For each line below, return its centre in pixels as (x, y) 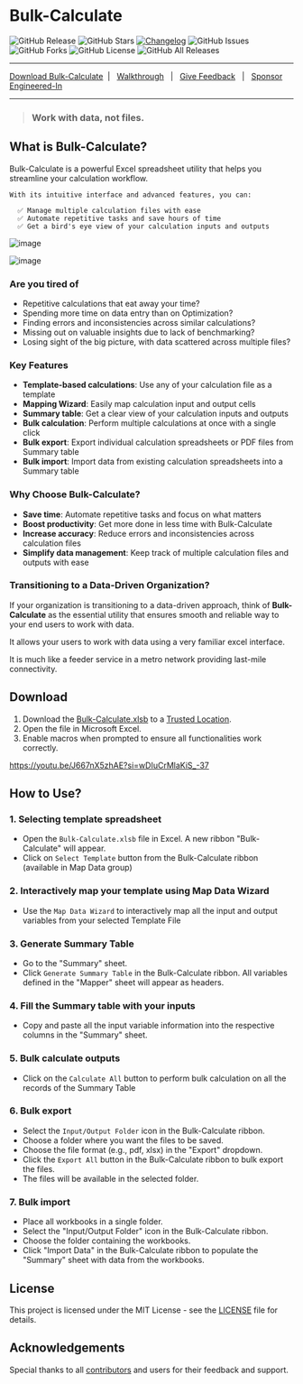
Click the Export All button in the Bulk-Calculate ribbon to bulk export (153, 1159)
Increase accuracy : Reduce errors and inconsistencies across (138, 533)
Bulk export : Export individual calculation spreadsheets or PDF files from (158, 442)
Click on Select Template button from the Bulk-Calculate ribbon (140, 858)
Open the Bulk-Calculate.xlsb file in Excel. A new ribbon (129, 839)
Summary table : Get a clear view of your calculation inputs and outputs (155, 414)
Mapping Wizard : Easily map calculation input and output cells (139, 404)
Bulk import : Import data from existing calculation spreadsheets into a (153, 462)
